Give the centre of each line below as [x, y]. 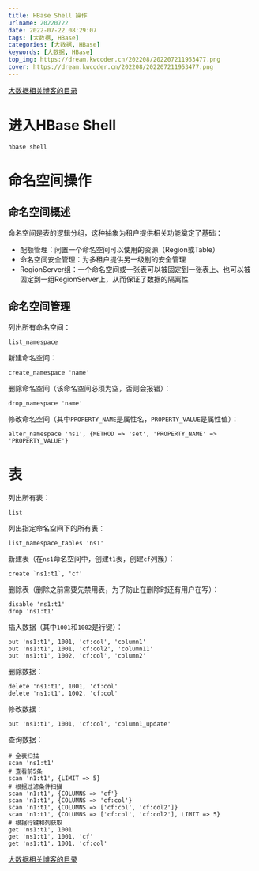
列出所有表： [29, 498]
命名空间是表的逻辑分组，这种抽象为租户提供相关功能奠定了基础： [115, 232]
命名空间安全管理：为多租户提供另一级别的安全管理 [103, 259]
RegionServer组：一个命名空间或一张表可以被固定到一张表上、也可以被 [135, 269]
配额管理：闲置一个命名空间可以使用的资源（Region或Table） [119, 249]
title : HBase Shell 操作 [48, 15]
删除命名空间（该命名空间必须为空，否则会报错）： [90, 388]
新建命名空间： [32, 357]
